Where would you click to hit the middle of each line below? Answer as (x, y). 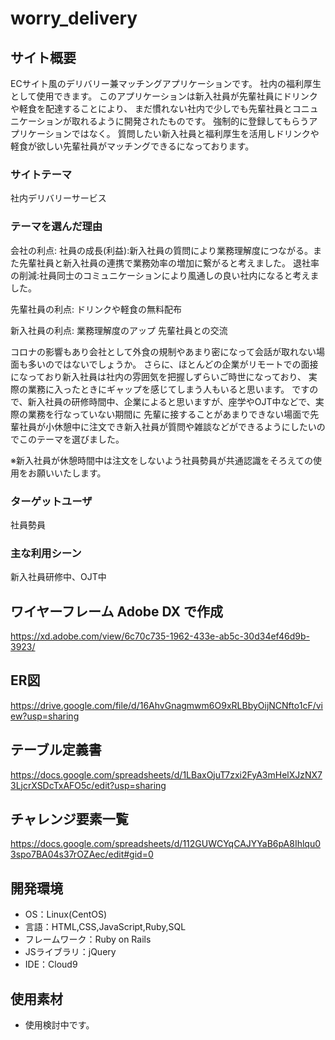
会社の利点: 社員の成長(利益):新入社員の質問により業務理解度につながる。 (161, 250)
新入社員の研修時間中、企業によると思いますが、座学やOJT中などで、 (171, 401)
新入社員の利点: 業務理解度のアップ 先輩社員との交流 (119, 330)
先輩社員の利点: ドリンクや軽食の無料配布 (96, 309)
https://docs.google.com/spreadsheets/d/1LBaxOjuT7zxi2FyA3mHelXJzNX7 (166, 774)
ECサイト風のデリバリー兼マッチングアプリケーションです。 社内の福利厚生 (166, 83)
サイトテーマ (41, 174)
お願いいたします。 (67, 473)
